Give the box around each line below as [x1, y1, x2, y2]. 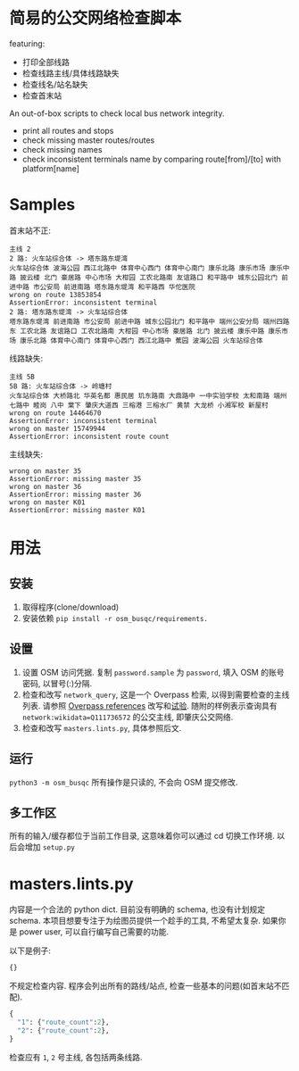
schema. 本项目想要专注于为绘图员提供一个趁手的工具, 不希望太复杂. [9, 916, 261, 926]
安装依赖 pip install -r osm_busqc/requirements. [21, 612, 208, 623]
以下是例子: [9, 945, 52, 956]
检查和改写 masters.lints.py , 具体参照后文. [21, 722, 182, 733]
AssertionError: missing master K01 [9, 505, 145, 514]
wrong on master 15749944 [9, 424, 105, 433]
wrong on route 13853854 [9, 290, 102, 299]
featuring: [9, 37, 46, 49]
